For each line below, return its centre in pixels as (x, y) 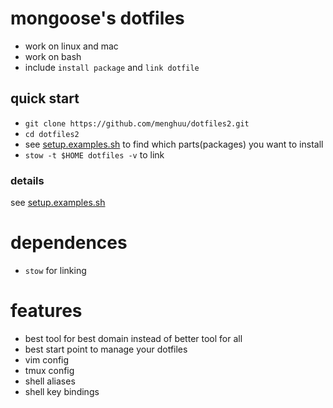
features (46, 311)
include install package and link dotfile (112, 67)
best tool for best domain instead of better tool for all (133, 338)
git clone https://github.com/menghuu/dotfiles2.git (137, 123)
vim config (47, 359)
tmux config (49, 370)
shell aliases (50, 381)
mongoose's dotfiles (97, 18)
